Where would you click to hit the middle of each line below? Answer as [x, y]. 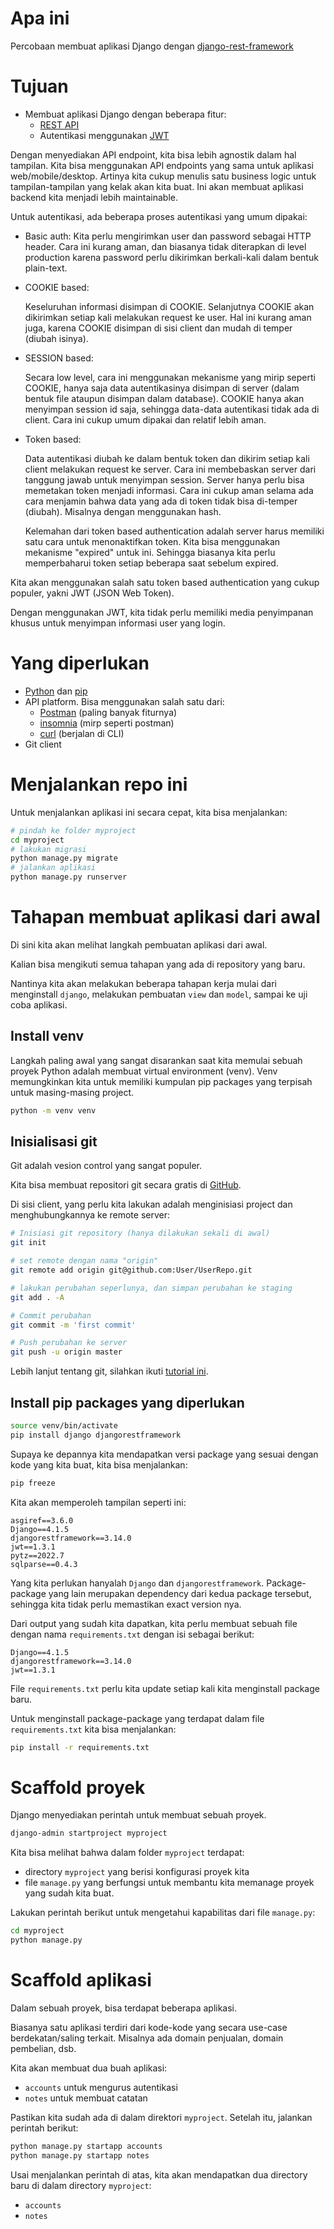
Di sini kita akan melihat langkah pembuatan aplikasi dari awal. [139, 944]
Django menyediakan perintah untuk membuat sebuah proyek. [138, 1815]
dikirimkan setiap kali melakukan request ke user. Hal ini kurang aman [168, 317]
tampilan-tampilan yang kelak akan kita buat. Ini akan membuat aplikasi [157, 186]
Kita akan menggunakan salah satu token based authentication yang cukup [165, 582]
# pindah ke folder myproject [73, 830]
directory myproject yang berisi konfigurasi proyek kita [137, 1872]
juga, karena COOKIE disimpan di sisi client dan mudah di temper [158, 328]
